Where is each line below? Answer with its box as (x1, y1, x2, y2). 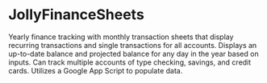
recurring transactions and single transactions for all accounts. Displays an (8, 40, 257, 49)
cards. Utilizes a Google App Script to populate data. (8, 65, 183, 75)
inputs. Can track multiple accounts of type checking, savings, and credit (8, 57, 252, 67)
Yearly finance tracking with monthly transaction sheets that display (8, 32, 234, 41)
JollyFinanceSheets (8, 6, 145, 24)
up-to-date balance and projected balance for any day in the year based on (8, 49, 260, 58)
